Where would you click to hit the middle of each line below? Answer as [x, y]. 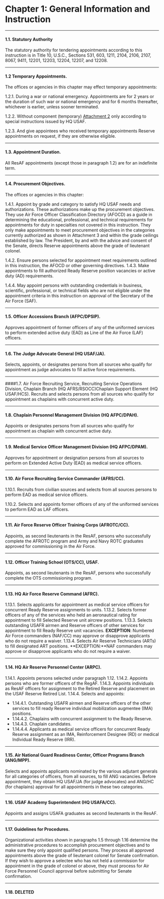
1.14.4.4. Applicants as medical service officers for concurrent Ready [81, 729]
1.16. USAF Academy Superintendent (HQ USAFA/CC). [61, 802]
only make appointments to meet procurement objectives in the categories [80, 230]
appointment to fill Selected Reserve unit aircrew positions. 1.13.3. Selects [79, 620]
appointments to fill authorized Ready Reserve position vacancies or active [80, 271]
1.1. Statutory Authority [29, 39]
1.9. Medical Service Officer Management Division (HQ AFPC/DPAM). [76, 447]
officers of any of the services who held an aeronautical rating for [71, 615]
